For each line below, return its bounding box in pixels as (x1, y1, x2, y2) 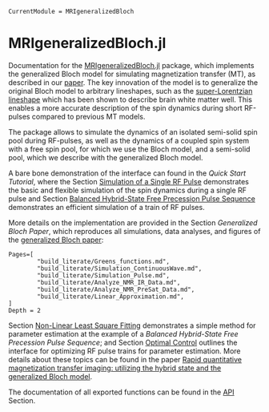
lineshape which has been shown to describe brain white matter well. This (8, 95, 252, 104)
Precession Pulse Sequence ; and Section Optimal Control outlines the (8, 337, 238, 347)
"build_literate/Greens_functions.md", (37, 257, 171, 265)
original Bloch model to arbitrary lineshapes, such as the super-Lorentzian (8, 86, 253, 95)
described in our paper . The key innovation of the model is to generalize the (8, 77, 259, 87)
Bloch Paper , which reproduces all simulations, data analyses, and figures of (8, 226, 261, 236)
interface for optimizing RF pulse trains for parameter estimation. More (8, 345, 242, 356)
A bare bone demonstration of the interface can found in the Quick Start (8, 168, 247, 178)
